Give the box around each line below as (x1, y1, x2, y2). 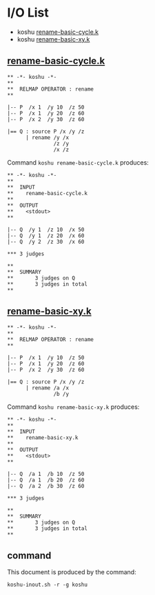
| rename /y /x (25, 134, 70, 141)
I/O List (7, 5, 50, 21)
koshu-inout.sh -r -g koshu (7, 581, 88, 589)
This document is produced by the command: (7, 568, 136, 576)
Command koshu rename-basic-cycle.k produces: (7, 158, 149, 167)
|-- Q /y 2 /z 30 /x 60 (7, 238, 85, 245)
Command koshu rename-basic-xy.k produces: (7, 403, 140, 411)
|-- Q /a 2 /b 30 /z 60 (7, 482, 85, 489)
